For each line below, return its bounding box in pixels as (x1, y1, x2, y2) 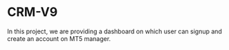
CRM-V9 (7, 4, 58, 20)
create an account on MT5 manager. (7, 34, 111, 42)
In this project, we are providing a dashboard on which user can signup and (7, 27, 223, 35)
